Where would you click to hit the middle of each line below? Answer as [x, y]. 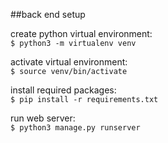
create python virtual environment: [81, 33]
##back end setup [48, 14]
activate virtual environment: [69, 62]
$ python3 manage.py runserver [75, 128]
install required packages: [63, 90]
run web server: [43, 118]
